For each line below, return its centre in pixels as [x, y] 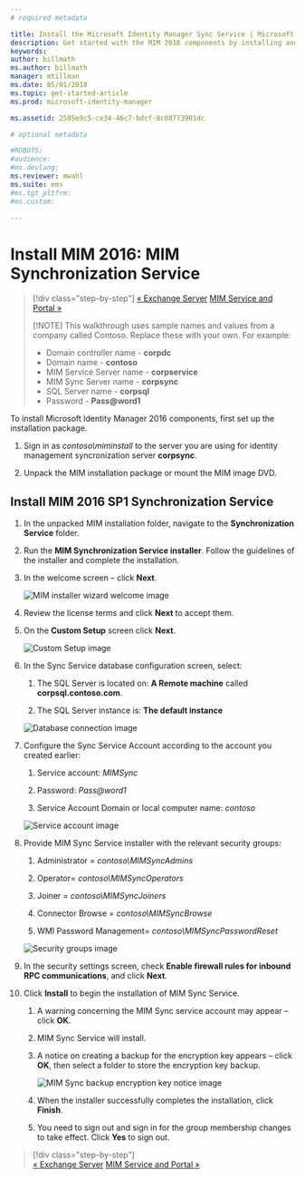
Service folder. [51, 533]
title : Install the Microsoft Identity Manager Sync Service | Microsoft [152, 34]
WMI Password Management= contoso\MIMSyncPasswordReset [157, 931]
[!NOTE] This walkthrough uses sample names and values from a [153, 326]
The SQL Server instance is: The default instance [130, 711]
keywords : [29, 51]
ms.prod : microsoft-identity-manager [81, 102]
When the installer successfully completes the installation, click [155, 1101]
